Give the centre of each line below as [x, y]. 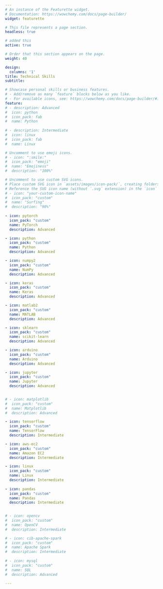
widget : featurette [25, 18]
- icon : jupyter [21, 372]
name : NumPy [22, 270]
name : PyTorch [24, 225]
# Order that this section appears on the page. [55, 54]
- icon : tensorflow [25, 422]
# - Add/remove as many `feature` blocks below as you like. [68, 94]
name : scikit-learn [29, 337]
